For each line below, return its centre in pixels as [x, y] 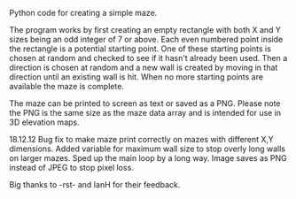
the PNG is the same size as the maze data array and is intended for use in [145, 113]
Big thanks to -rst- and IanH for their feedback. [95, 184]
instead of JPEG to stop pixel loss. [72, 168]
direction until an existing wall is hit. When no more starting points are [136, 77]
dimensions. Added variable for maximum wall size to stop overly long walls [148, 149]
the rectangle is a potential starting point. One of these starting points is [140, 49]
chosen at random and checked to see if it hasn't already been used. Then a [148, 58]
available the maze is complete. [66, 86]
